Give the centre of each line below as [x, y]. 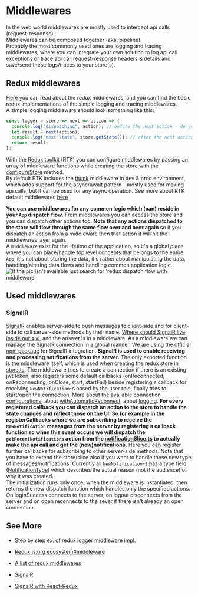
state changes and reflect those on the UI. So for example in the [85, 413]
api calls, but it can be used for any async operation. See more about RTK [95, 191]
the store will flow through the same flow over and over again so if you [94, 227]
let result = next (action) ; [46, 132]
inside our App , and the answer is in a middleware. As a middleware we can [97, 338]
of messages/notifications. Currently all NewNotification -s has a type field [96, 463]
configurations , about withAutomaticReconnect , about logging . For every [95, 401]
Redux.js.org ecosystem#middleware [60, 551]
